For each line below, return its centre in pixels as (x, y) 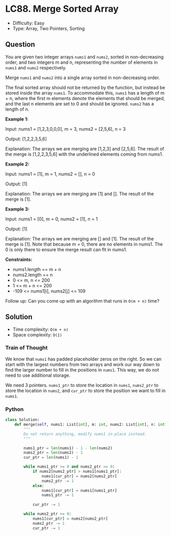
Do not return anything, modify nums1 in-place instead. (85, 434)
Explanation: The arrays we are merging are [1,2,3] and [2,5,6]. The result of (85, 149)
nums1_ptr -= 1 (58, 495)
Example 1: (17, 119)
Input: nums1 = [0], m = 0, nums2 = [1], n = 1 (52, 219)
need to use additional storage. (38, 375)
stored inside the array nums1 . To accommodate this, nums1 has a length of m (85, 93)
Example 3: (17, 209)
